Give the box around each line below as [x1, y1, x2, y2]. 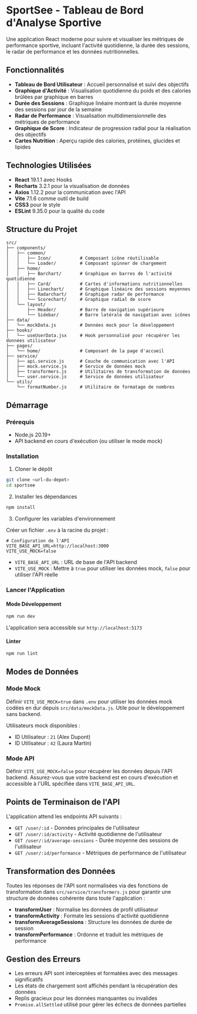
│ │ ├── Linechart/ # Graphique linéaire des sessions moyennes [6, 286, 191, 292]
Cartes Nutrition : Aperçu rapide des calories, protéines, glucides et [14, 137, 181, 144]
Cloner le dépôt [14, 466, 53, 473]
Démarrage [6, 400, 48, 410]
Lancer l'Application [6, 585, 65, 594]
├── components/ [6, 245, 46, 251]
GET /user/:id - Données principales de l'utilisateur [14, 824, 140, 831]
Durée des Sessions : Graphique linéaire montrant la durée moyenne [14, 100, 182, 107]
